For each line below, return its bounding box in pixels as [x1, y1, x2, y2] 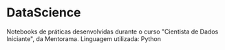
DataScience [6, 5, 81, 21]
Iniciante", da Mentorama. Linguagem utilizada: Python [6, 34, 162, 42]
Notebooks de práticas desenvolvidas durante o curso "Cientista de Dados [6, 27, 219, 36]
